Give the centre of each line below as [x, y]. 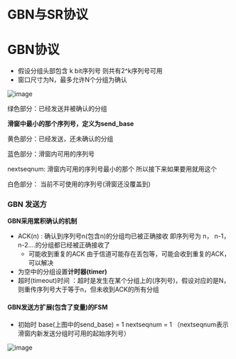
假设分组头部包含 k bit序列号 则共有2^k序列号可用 [90, 71]
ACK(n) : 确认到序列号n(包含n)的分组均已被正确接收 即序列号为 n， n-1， [124, 236]
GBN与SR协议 [48, 15]
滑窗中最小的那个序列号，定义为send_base [71, 124]
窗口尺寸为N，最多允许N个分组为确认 [72, 80]
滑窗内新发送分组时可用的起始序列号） [74, 333]
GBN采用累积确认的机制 [42, 221]
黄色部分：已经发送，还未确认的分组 [60, 139]
